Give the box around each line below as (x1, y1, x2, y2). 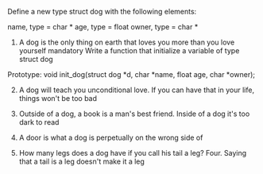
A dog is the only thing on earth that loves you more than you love (18, 37, 235, 47)
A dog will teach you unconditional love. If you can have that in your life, (18, 85, 255, 95)
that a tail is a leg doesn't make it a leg (18, 157, 145, 166)
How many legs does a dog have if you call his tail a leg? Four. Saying (18, 149, 247, 157)
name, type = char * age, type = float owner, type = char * (7, 22, 199, 31)
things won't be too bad (18, 94, 97, 102)
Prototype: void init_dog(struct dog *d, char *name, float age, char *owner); (7, 70, 256, 79)
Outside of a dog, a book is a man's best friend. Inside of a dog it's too (18, 109, 250, 118)
